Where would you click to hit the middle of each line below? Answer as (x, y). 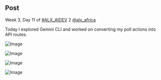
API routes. (16, 34)
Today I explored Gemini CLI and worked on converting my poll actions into (80, 29)
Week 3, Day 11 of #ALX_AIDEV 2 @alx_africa (50, 20)
